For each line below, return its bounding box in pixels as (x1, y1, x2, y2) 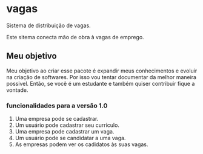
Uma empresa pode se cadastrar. (15, 115, 99, 123)
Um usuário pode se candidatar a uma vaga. (15, 135, 126, 142)
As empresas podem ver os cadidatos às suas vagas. (15, 141, 148, 148)
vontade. (6, 86, 28, 94)
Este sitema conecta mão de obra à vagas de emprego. (6, 33, 144, 40)
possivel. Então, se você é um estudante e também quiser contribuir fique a (6, 80, 195, 87)
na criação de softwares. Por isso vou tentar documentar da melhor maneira (6, 73, 197, 80)
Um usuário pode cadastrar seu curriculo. (15, 121, 120, 129)
